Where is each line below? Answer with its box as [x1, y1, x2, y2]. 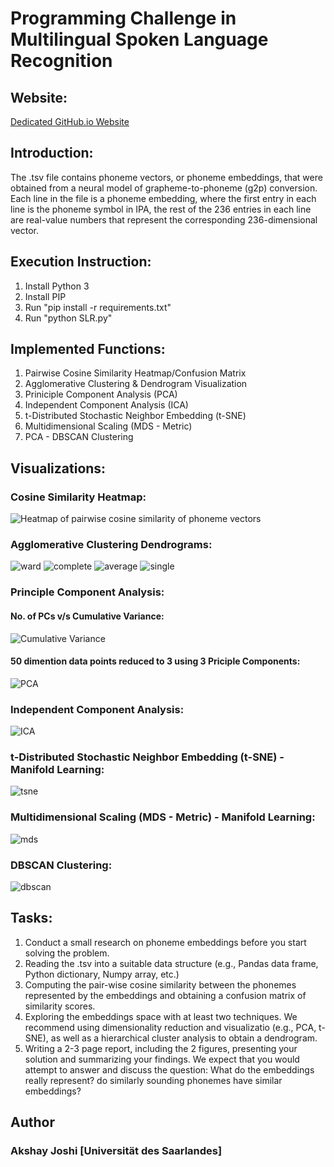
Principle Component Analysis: [10, 585, 165, 599]
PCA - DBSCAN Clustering [24, 431, 134, 443]
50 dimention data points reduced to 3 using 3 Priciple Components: [10, 655, 301, 667]
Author [10, 1114, 55, 1131]
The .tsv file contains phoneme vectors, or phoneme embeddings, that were [10, 171, 323, 183]
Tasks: [10, 910, 53, 927]
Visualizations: [10, 460, 107, 477]
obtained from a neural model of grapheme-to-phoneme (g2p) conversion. [10, 182, 318, 194]
